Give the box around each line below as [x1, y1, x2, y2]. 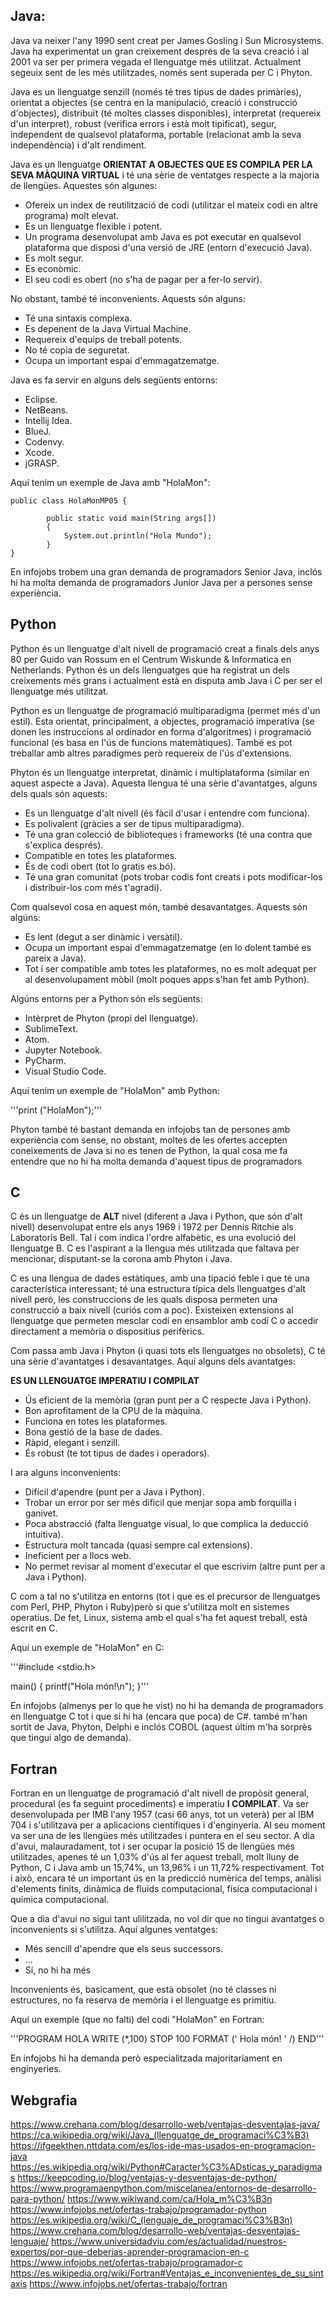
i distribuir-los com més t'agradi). [24, 881, 163, 893]
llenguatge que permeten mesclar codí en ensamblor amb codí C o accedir [10, 1315, 319, 1327]
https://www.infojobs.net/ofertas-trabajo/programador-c [10, 2257, 243, 2269]
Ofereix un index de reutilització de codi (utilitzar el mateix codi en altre [24, 199, 319, 211]
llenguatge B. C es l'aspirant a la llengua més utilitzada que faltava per [10, 1242, 300, 1254]
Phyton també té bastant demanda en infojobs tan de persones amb [10, 1123, 291, 1135]
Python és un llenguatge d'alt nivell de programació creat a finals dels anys [10, 642, 320, 654]
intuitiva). [24, 1529, 64, 1541]
